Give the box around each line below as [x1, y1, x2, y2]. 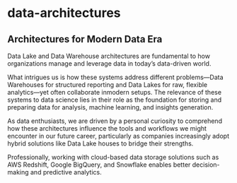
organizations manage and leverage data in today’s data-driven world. [7, 59, 212, 68]
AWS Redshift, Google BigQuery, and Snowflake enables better [7, 160, 191, 169]
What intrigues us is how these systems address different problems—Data [7, 73, 224, 81]
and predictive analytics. [30, 168, 102, 176]
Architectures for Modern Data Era [7, 33, 163, 45]
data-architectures [7, 5, 122, 21]
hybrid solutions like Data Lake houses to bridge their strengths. [7, 139, 194, 148]
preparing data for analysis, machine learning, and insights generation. [7, 103, 214, 111]
